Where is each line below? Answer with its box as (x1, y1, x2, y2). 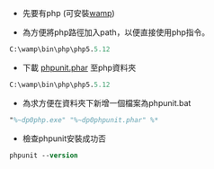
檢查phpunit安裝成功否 (22, 133, 106, 144)
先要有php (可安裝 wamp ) (22, 8, 115, 18)
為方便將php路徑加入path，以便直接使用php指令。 (22, 27, 210, 38)
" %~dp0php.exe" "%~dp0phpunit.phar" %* (9, 115, 159, 124)
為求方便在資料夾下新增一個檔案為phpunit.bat (22, 97, 192, 108)
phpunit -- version (9, 151, 78, 160)
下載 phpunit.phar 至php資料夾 (22, 62, 137, 73)
